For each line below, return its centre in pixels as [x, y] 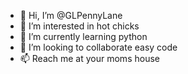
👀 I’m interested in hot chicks [79, 26]
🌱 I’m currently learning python [83, 36]
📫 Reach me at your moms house [89, 58]
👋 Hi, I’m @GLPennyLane [71, 15]
